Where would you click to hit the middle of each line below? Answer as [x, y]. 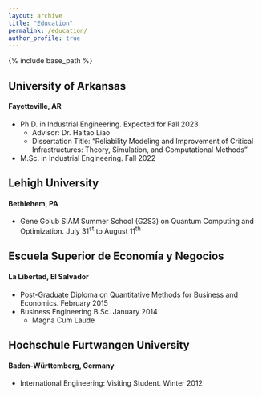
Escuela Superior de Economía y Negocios [116, 256]
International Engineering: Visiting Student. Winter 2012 [111, 383]
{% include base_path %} [50, 61]
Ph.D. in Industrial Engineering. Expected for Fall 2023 [109, 124]
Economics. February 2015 [64, 303]
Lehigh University [54, 184]
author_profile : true [44, 38]
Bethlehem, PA [33, 203]
